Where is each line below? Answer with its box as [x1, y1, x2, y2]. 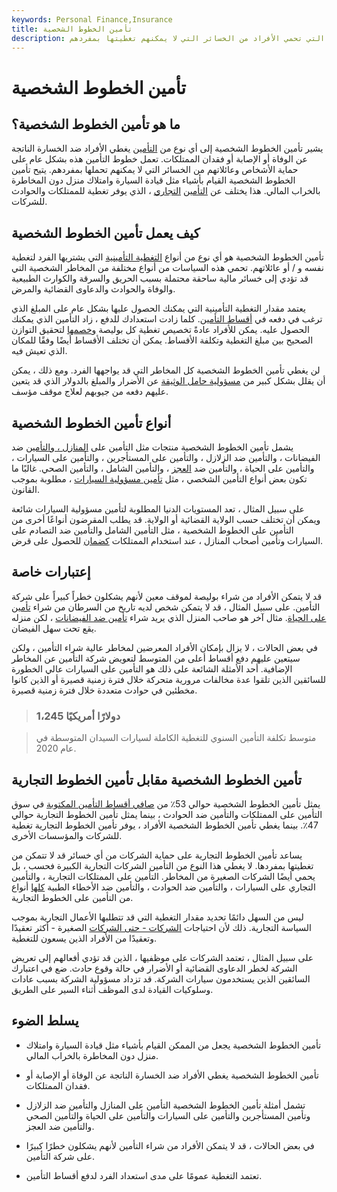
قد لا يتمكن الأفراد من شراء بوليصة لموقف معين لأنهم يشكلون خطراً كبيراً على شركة [11, 590, 323, 602]
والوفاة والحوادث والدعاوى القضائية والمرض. [11, 283, 176, 295]
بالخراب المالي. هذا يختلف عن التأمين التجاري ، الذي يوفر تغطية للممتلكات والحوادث [11, 185, 321, 197]
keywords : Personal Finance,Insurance [11, 14, 173, 25]
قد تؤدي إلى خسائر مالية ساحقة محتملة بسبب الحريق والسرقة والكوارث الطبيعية [11, 272, 309, 285]
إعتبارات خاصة [11, 564, 91, 581]
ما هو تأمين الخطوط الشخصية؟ [11, 116, 181, 133]
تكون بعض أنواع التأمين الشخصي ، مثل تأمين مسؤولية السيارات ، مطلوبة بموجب [11, 473, 308, 485]
